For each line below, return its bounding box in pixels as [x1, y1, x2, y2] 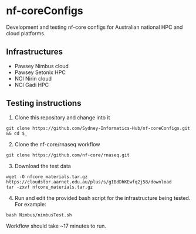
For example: [14, 200, 46, 208]
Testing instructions [6, 98, 82, 108]
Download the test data [14, 162, 72, 169]
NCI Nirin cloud [14, 75, 52, 82]
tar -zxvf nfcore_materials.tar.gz [6, 184, 93, 190]
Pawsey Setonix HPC [14, 69, 66, 76]
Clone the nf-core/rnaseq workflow [14, 141, 100, 148]
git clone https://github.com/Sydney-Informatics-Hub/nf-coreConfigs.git [6, 125, 191, 131]
